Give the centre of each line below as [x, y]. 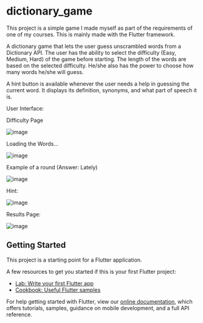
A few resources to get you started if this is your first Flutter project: [91, 271]
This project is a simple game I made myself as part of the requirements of [99, 28]
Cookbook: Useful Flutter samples [58, 290]
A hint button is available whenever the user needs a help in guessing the [98, 84]
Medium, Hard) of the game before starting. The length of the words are [96, 59]
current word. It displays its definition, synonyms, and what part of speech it [102, 90]
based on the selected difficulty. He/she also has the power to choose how [100, 66]
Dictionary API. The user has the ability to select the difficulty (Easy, [91, 52]
